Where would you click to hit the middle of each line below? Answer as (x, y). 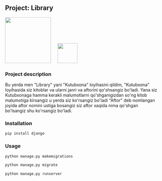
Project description (28, 74)
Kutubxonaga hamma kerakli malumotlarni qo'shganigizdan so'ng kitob (76, 95)
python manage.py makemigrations (39, 156)
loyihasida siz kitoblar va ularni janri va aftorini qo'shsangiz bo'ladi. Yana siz (81, 90)
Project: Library (29, 8)
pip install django (25, 134)
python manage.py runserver (34, 174)
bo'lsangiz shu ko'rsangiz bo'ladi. (39, 111)
